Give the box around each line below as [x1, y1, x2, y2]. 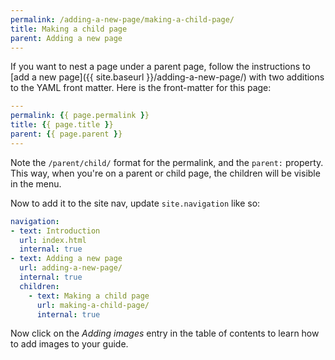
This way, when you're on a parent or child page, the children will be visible [10, 167, 321, 179]
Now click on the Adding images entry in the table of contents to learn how [10, 327, 320, 340]
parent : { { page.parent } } [10, 129, 123, 139]
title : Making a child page [10, 24, 128, 34]
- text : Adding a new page [10, 254, 123, 264]
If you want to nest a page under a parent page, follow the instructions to [10, 61, 311, 73]
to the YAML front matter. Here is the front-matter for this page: [10, 82, 272, 94]
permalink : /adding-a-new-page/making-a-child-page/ [10, 14, 235, 25]
